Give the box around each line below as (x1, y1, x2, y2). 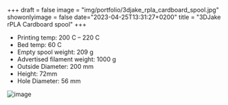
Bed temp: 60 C (16, 41, 62, 48)
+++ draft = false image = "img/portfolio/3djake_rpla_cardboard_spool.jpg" (7, 6, 220, 14)
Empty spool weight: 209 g (16, 48, 94, 56)
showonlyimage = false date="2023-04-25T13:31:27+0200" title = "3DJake (7, 13, 221, 21)
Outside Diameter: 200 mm (16, 63, 94, 70)
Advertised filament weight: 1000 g (16, 55, 117, 63)
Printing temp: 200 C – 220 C (16, 33, 100, 42)
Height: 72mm (16, 70, 58, 78)
